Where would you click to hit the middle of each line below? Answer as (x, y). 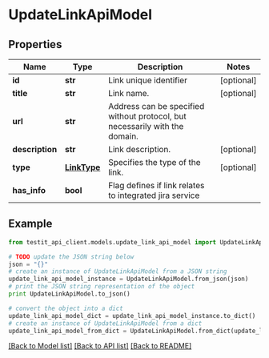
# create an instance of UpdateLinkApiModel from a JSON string (118, 272)
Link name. (128, 93)
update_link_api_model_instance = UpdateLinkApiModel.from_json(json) (128, 279)
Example (30, 224)
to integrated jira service (154, 195)
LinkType (82, 167)
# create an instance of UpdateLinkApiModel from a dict (105, 323)
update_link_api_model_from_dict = (68, 331)
